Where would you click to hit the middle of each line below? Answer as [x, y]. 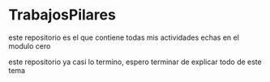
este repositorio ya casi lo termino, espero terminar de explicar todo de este [135, 62]
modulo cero [30, 45]
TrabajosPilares [62, 15]
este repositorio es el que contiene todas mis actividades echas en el [124, 37]
